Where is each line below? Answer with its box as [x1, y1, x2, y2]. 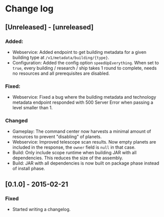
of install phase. [12, 166, 45, 172]
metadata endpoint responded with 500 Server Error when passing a [12, 99, 154, 105]
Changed [5, 117, 28, 124]
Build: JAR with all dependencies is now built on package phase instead [12, 160, 160, 166]
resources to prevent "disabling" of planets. [12, 134, 102, 140]
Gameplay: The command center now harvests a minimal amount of [12, 128, 152, 135]
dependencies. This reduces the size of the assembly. [12, 155, 123, 161]
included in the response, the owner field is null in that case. [12, 144, 136, 150]
